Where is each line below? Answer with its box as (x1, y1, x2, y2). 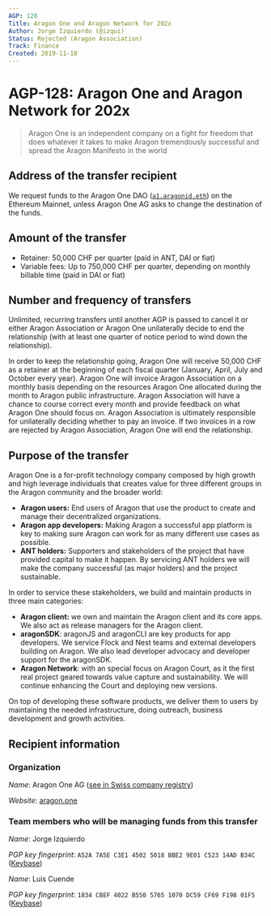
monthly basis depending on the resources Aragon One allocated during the (8, 382, 262, 392)
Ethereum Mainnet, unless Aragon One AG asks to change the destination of (8, 199, 263, 209)
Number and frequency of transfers (8, 293, 192, 307)
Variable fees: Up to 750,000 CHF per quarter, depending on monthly (19, 261, 251, 271)
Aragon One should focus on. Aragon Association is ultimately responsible (8, 408, 256, 418)
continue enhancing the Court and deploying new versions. (19, 681, 218, 691)
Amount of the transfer (8, 232, 127, 245)
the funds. (8, 207, 43, 217)
